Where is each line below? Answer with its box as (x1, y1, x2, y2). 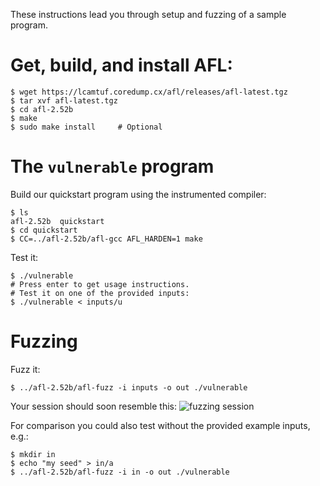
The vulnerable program (10, 155, 215, 178)
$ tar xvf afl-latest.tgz (10, 95, 118, 106)
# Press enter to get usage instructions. (10, 279, 190, 289)
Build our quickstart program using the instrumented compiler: (10, 188, 267, 200)
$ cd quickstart (10, 225, 78, 235)
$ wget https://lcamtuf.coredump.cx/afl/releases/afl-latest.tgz (10, 87, 288, 97)
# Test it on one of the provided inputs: (10, 288, 190, 298)
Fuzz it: (10, 363, 41, 375)
